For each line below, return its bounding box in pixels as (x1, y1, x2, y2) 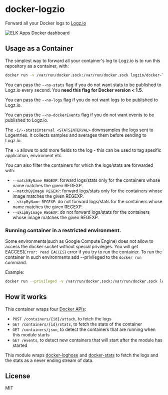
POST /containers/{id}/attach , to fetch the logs (12, 315, 111, 321)
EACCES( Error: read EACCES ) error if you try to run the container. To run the (5, 249, 162, 255)
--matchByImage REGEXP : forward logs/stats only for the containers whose (12, 188, 162, 194)
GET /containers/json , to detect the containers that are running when (12, 326, 156, 332)
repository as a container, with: (5, 63, 69, 69)
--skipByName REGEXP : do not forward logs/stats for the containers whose (12, 198, 162, 204)
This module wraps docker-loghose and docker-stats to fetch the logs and (5, 352, 158, 358)
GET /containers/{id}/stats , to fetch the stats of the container (12, 321, 142, 327)
